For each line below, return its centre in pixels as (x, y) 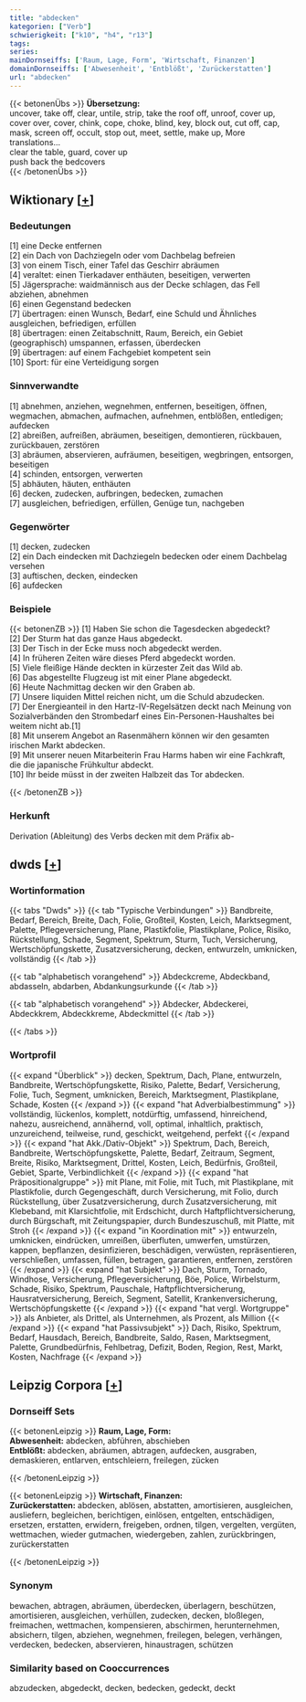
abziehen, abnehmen (49, 294)
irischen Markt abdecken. (58, 745)
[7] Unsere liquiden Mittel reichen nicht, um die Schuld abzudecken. (137, 697)
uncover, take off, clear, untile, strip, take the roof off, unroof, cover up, (142, 113)
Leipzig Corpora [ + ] (66, 1385)
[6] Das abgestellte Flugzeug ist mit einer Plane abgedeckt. (121, 678)
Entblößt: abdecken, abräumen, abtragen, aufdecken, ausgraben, (133, 1451)
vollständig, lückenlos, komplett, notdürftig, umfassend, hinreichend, (138, 1114)
